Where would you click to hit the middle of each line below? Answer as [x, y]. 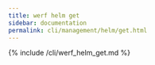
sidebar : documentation [48, 23]
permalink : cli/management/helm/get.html [78, 30]
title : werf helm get [44, 15]
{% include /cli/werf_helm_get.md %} [70, 53]
